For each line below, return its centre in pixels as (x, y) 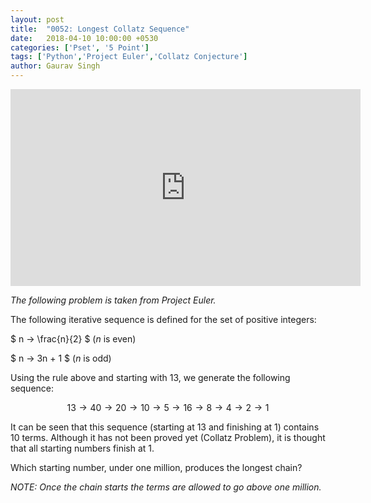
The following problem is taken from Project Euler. (113, 300)
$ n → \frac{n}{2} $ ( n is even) (73, 339)
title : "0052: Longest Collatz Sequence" (100, 29)
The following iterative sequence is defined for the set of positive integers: (163, 319)
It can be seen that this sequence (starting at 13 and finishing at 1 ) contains (165, 427)
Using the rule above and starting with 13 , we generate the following (150, 377)
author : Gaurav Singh (55, 66)
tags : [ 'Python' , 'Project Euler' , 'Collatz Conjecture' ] (129, 57)
